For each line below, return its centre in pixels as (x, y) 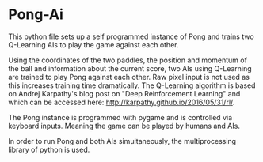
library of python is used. (49, 149)
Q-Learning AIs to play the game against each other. (93, 44)
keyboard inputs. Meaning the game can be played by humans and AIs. (124, 126)
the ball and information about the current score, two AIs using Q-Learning (130, 68)
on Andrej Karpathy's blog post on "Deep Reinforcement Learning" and (124, 93)
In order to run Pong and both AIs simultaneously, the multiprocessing (122, 141)
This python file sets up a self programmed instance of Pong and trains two (131, 36)
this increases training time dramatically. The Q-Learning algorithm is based (132, 85)
